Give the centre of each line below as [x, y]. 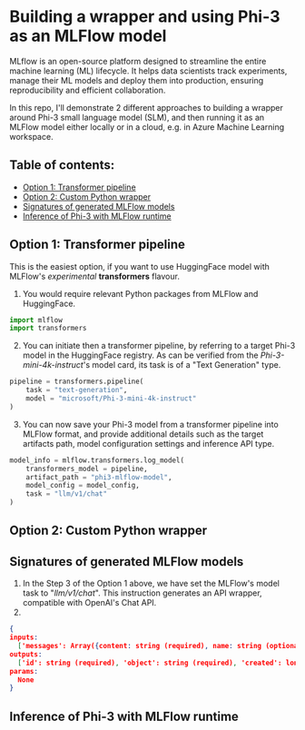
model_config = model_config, [83, 486]
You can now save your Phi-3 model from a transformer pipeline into [150, 424]
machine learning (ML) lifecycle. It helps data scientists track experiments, [148, 71]
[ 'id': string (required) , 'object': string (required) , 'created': [150, 663]
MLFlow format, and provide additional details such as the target [143, 434]
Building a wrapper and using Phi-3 [145, 17]
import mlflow [36, 320]
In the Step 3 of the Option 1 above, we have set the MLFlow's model [151, 584]
